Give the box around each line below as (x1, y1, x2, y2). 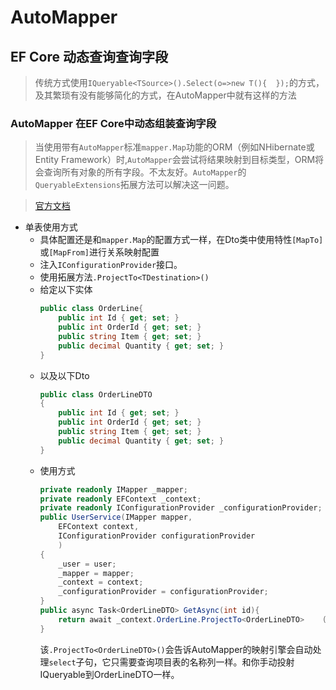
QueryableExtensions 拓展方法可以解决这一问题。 (34, 179, 235, 191)
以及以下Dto (39, 369, 90, 381)
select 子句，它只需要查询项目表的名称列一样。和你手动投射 (48, 656, 295, 668)
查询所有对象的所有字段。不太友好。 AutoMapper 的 (43, 166, 247, 178)
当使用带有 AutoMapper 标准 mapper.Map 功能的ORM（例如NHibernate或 (34, 141, 315, 153)
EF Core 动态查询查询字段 (10, 48, 168, 65)
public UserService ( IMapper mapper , (39, 512, 193, 523)
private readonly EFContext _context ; (39, 494, 202, 504)
